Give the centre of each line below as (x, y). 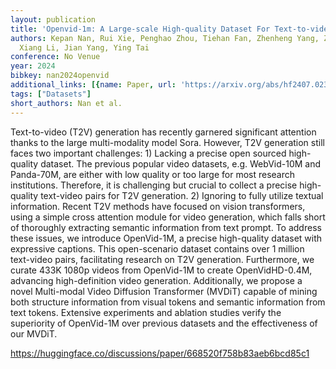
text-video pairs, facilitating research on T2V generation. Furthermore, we (162, 259)
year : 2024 (33, 66)
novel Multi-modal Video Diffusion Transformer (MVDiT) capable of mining (164, 291)
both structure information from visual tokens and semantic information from (168, 302)
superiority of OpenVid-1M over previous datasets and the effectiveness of (164, 323)
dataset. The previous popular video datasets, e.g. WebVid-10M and (181, 163)
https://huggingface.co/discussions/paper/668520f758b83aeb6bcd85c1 (160, 353)
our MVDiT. (34, 333)
